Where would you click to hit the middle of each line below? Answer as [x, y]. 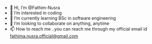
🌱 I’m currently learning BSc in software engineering [63, 18]
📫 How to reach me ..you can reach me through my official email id [78, 29]
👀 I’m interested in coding [36, 13]
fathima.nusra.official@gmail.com [44, 36]
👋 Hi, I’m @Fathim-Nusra [35, 8]
